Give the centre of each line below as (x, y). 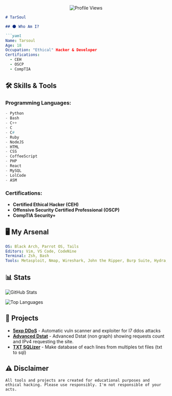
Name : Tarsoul (20, 40)
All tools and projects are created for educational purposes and (78, 380)
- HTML (12, 147)
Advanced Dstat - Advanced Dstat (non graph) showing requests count (89, 336)
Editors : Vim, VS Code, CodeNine (41, 251)
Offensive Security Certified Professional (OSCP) (66, 210)
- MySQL (14, 171)
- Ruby (12, 137)
